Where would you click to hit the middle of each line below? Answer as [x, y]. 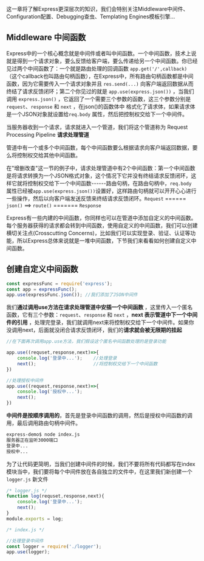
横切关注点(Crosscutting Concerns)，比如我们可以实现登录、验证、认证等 [98, 233]
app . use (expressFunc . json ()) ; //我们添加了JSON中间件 [72, 295]
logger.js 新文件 [27, 479]
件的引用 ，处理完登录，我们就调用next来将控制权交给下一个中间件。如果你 [100, 322]
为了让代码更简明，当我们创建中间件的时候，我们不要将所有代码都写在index [101, 464]
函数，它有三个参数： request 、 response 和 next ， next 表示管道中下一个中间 [102, 315]
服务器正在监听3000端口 [32, 440]
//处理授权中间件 [25, 380]
